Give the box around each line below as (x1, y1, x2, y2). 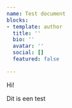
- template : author (6, 23, 63, 30)
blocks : (6, 17, 29, 24)
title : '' (12, 29, 41, 37)
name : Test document (6, 10, 66, 17)
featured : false (12, 56, 60, 63)
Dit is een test (6, 94, 46, 102)
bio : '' (12, 36, 35, 43)
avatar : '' (12, 43, 44, 49)
